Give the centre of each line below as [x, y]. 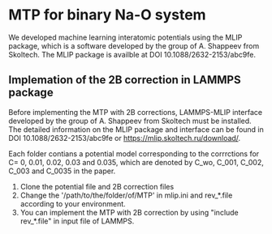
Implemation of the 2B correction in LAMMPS [125, 80]
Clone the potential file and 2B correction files [97, 186]
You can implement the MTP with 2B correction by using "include [130, 212]
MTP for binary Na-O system [107, 15]
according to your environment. [73, 203]
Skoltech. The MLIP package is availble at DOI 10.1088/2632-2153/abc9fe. [132, 54]
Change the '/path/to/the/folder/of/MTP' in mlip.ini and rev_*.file [126, 195]
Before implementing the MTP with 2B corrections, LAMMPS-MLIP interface [135, 112]
